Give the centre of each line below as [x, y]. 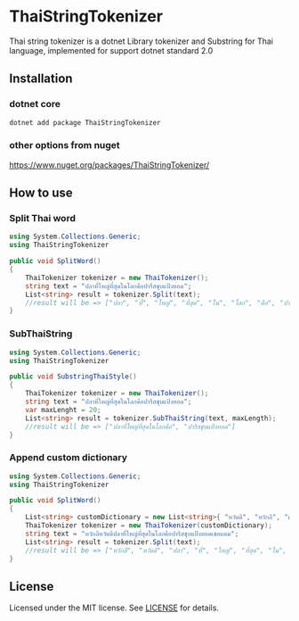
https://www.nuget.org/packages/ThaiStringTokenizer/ [109, 165]
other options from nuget [65, 145]
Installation [41, 79]
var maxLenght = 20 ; [63, 410]
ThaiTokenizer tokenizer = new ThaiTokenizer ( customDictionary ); [149, 526]
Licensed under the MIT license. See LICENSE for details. [114, 608]
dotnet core [35, 104]
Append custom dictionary [68, 458]
